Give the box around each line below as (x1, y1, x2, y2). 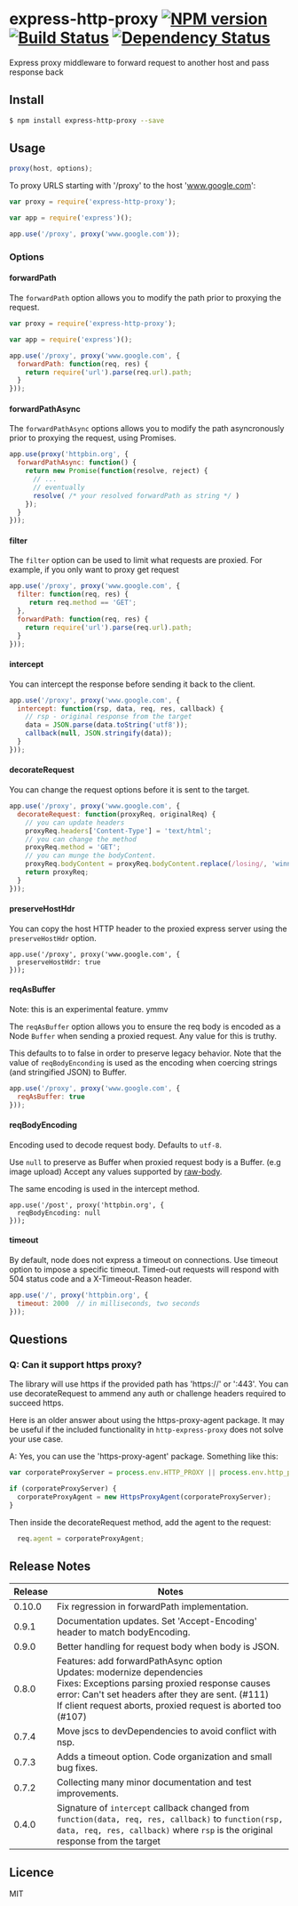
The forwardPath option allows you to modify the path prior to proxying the (9, 293, 282, 303)
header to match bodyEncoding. (56, 1626, 191, 1638)
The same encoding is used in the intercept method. (9, 1183, 200, 1194)
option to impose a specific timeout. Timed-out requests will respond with (9, 1264, 279, 1275)
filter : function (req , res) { (17, 590, 129, 599)
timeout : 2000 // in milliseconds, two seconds (17, 1299, 200, 1307)
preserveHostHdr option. (9, 932, 97, 943)
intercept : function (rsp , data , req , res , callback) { (17, 704, 224, 713)
